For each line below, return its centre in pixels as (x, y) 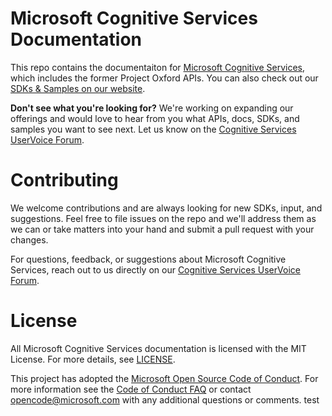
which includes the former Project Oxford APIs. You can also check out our (164, 78)
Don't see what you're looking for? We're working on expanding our (152, 108)
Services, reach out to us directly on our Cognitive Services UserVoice (155, 269)
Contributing (64, 180)
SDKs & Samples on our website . (78, 88)
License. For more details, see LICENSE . (93, 359)
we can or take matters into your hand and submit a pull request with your (162, 229)
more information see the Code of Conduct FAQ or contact (131, 389)
